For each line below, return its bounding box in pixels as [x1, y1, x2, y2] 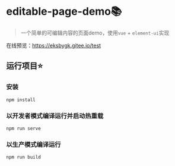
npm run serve [6, 126, 42, 131]
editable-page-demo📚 [6, 5, 122, 18]
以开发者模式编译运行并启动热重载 [6, 111, 104, 120]
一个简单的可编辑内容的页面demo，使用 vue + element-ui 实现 [20, 29, 170, 36]
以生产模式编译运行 [6, 140, 61, 149]
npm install [6, 96, 36, 103]
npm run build [6, 154, 42, 161]
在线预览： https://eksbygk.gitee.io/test [6, 42, 101, 49]
